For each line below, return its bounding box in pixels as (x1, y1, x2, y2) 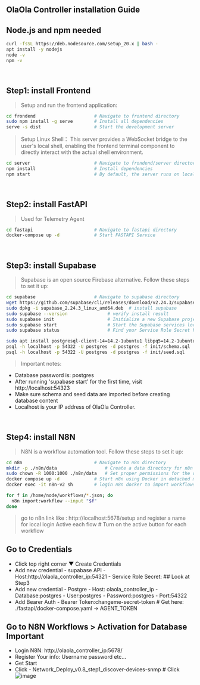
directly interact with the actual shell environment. (20, 149, 144, 156)
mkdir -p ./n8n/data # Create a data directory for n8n (6, 465, 193, 471)
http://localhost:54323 (14, 384, 70, 391)
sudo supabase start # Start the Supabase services (6, 322, 185, 328)
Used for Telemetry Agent (20, 215, 85, 223)
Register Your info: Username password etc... (14, 653, 127, 661)
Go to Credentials (6, 544, 73, 554)
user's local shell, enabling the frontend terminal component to (20, 143, 175, 150)
